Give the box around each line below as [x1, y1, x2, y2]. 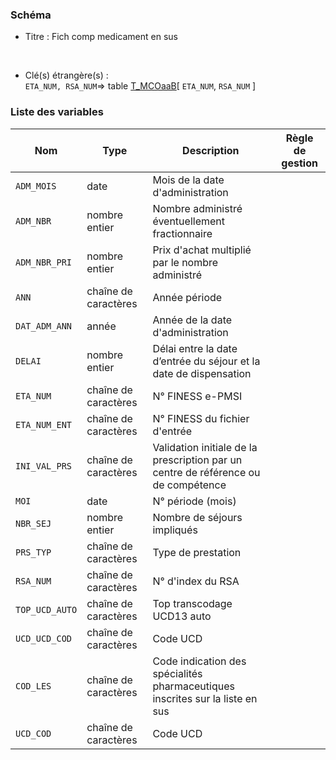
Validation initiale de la [152, 440, 258, 454]
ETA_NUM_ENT [15, 419, 73, 430]
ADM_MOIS [15, 180, 57, 192]
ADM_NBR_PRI [15, 256, 73, 268]
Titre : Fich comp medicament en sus [24, 31, 178, 43]
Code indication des [152, 654, 247, 668]
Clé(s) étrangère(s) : [24, 69, 109, 82]
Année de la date [152, 313, 233, 327]
